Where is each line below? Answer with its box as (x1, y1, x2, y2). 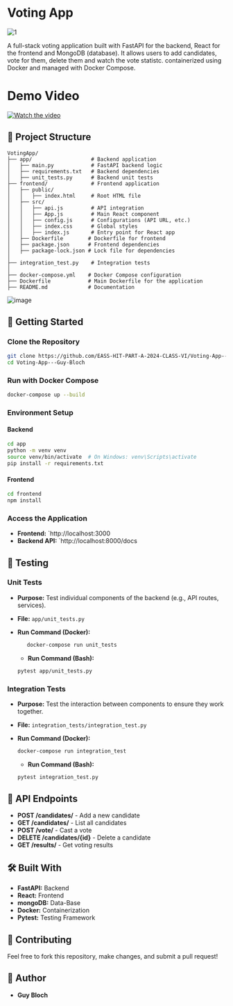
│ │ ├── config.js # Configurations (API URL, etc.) (7, 217, 191, 223)
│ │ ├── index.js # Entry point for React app (7, 228, 175, 236)
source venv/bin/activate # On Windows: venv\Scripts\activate (7, 454, 197, 461)
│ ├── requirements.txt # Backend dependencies (7, 168, 159, 175)
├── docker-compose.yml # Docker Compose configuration (7, 272, 182, 278)
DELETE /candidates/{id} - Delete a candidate (17, 833, 151, 842)
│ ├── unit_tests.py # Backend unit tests (7, 174, 154, 181)
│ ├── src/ (7, 198, 45, 205)
